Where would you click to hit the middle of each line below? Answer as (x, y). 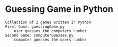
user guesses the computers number (50, 31)
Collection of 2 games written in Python (48, 22)
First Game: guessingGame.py (35, 26)
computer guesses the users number (50, 40)
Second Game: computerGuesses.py (39, 35)
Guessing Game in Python (59, 9)
